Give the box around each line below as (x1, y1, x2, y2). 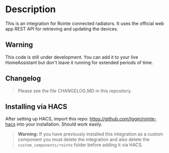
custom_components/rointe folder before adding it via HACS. (17, 142, 144, 148)
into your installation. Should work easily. (16, 121, 103, 128)
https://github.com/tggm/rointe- (89, 116, 157, 122)
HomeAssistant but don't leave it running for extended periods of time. (5, 59, 153, 66)
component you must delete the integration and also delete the (17, 136, 150, 143)
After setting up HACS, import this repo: (5, 116, 89, 122)
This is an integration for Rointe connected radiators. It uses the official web (5, 20, 164, 26)
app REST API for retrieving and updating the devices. (5, 25, 119, 32)
